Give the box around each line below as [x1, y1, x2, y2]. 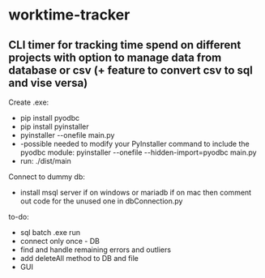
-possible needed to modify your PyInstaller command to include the [19, 139, 250, 148]
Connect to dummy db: [8, 172, 85, 182]
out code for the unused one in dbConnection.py [19, 196, 183, 206]
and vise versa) [8, 75, 88, 90]
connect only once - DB [19, 237, 100, 246]
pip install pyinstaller [19, 122, 89, 131]
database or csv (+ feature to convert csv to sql [8, 63, 253, 77]
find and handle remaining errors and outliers [19, 245, 172, 254]
